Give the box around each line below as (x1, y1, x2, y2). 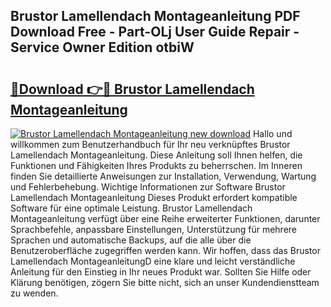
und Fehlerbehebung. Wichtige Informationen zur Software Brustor (10, 181, 286, 193)
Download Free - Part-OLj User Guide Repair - (10, 24, 300, 41)
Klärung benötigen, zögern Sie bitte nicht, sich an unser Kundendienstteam (10, 277, 320, 288)
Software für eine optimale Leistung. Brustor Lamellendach (10, 202, 253, 214)
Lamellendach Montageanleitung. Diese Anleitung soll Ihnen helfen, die (10, 149, 303, 161)
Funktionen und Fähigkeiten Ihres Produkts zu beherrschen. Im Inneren (10, 160, 303, 171)
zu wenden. (10, 287, 59, 299)
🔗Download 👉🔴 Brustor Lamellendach (10, 80, 255, 98)
